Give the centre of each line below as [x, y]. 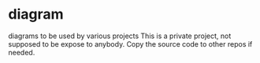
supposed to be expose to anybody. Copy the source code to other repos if [130, 44]
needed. [22, 52]
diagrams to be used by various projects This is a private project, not [120, 36]
